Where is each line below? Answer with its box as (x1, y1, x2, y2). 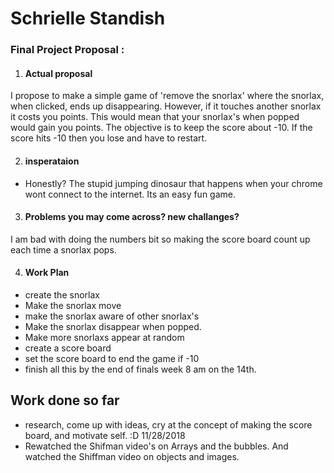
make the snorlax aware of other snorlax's (24, 310, 200, 322)
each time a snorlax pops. (10, 243, 117, 256)
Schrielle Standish (10, 7, 166, 30)
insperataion (24, 155, 80, 167)
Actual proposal (24, 67, 93, 79)
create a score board (24, 342, 112, 354)
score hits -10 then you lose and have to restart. (10, 132, 208, 144)
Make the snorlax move (24, 299, 122, 311)
